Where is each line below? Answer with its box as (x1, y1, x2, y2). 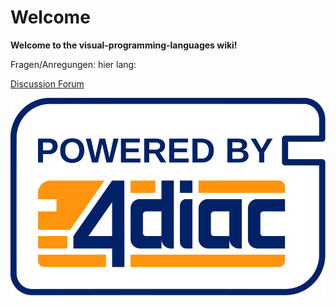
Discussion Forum (10, 77, 85, 90)
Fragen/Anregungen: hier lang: (10, 58, 137, 70)
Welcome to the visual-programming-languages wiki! (10, 39, 238, 51)
